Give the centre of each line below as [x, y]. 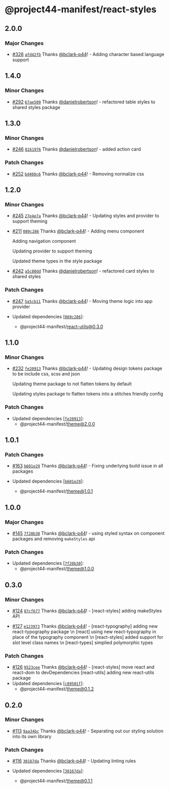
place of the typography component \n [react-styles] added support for [88, 637]
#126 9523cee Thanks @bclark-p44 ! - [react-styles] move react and [83, 667]
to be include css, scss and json [46, 374]
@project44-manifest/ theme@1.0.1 [56, 491]
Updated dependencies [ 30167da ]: [48, 771]
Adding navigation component [44, 241]
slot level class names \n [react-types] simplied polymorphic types [82, 642]
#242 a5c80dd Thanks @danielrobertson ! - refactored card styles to [83, 271]
